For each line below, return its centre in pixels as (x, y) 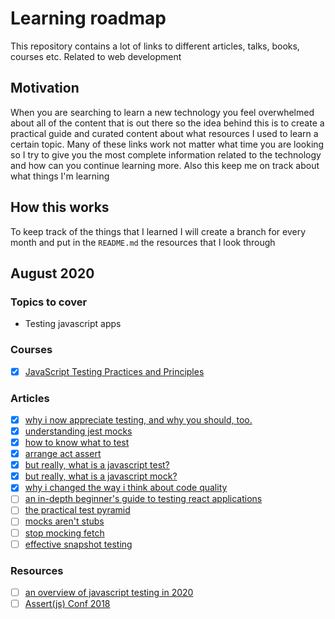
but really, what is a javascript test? (97, 465)
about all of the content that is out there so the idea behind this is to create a (167, 123)
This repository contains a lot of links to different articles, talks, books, (155, 46)
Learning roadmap (88, 18)
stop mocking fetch (64, 533)
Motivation (45, 88)
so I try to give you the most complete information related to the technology (166, 154)
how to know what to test (77, 443)
